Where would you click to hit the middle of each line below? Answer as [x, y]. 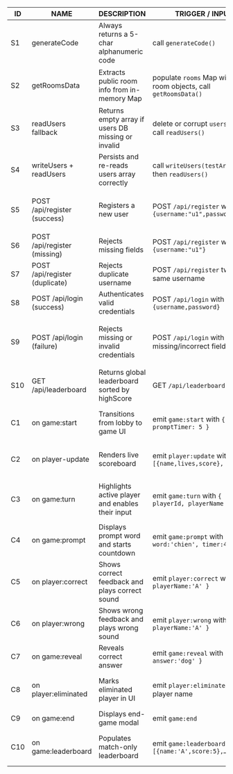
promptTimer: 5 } [181, 427]
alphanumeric [121, 51]
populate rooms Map [185, 78]
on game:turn [53, 499]
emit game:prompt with [188, 537]
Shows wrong [121, 610]
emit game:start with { [189, 419]
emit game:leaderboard [189, 743]
